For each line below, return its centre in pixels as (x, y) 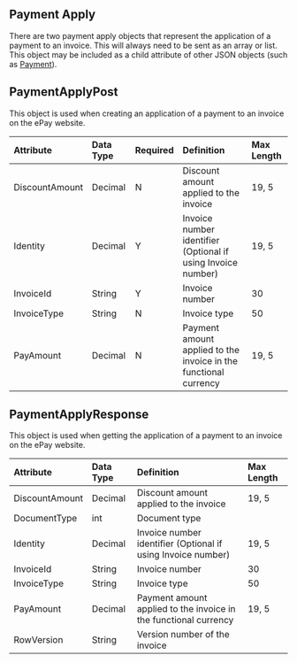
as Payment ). (33, 64)
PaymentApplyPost (64, 92)
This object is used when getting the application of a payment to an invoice (146, 436)
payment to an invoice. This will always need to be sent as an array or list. (144, 45)
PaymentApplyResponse (79, 415)
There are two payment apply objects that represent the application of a (140, 35)
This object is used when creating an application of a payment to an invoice (147, 113)
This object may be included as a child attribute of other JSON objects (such (148, 54)
